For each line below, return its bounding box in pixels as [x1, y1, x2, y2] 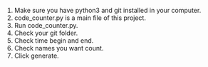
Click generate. [14, 51, 59, 60]
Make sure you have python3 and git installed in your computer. [14, 6, 202, 14]
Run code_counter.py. [14, 21, 78, 29]
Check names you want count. [14, 44, 104, 52]
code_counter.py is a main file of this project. [14, 14, 146, 22]
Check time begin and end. [14, 36, 94, 45]
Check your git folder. [14, 29, 78, 37]
